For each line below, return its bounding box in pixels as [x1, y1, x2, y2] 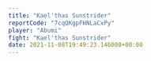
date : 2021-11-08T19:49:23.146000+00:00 [8, 41, 144, 49]
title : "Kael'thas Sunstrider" [8, 11, 111, 20]
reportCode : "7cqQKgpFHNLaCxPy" [8, 19, 115, 27]
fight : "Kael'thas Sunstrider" [8, 33, 111, 42]
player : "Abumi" [8, 26, 62, 34]
